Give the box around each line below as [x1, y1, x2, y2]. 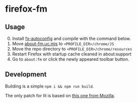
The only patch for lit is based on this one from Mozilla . [5, 92, 116, 98]
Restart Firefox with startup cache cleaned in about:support [12, 51, 132, 57]
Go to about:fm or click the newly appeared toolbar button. [12, 56, 130, 62]
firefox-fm [5, 3, 48, 15]
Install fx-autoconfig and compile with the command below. [12, 35, 131, 41]
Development [5, 70, 47, 79]
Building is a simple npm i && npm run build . [5, 83, 94, 89]
